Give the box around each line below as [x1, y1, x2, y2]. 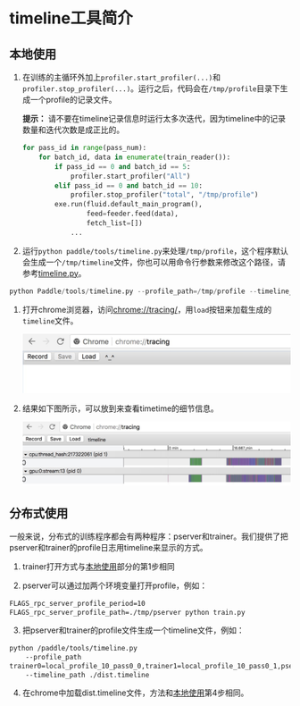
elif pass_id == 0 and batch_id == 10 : [54, 181, 204, 190]
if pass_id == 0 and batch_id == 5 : [54, 162, 191, 171]
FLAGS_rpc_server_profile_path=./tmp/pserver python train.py [9, 609, 246, 618]
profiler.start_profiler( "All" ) [70, 172, 191, 181]
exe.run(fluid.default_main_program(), [54, 200, 203, 209]
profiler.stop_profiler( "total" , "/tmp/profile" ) [70, 190, 259, 199]
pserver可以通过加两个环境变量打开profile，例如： [21, 580, 208, 591]
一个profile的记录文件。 [29, 95, 117, 105]
